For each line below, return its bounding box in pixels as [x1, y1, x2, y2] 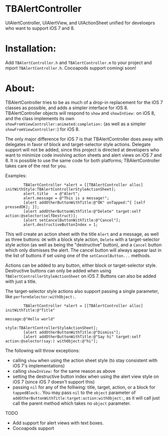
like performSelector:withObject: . [5, 294, 76, 300]
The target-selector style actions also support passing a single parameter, [5, 288, 159, 294]
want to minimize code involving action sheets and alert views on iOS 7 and [5, 152, 162, 158]
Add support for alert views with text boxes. [12, 420, 104, 426]
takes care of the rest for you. [5, 163, 67, 169]
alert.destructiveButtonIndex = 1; [23, 222, 98, 227]
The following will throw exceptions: [5, 347, 80, 354]
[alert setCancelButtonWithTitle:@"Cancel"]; [23, 218, 121, 223]
